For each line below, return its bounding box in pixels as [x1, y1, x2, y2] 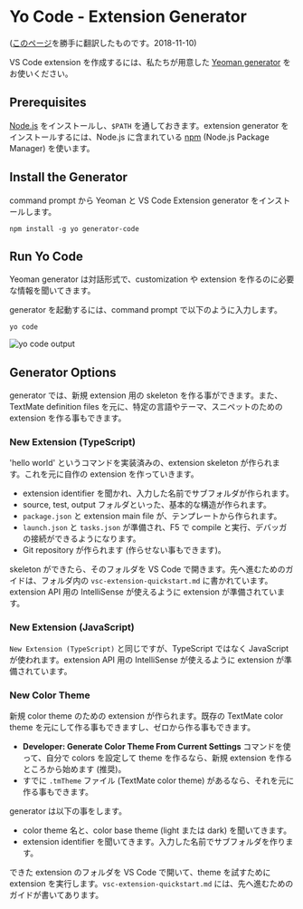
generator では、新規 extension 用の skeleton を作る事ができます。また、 [9, 390, 283, 401]
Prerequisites [9, 95, 87, 111]
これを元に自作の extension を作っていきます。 [24, 469, 199, 479]
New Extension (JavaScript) [9, 621, 135, 633]
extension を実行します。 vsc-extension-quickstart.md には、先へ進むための [9, 878, 294, 889]
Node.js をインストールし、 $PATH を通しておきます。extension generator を [9, 120, 289, 131]
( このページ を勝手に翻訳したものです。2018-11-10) [9, 37, 197, 48]
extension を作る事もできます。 [9, 412, 127, 423]
